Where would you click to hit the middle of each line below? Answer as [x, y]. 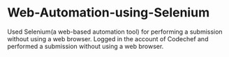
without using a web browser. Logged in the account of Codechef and [108, 38]
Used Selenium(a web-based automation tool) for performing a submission [115, 32]
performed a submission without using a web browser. [86, 46]
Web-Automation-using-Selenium [109, 13]
